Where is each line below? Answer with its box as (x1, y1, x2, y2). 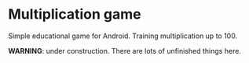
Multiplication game (8, 5, 141, 23)
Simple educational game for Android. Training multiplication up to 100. (8, 31, 238, 40)
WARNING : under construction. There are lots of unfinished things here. (8, 46, 242, 55)
